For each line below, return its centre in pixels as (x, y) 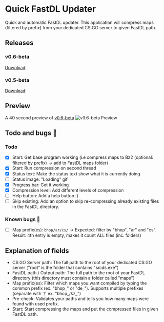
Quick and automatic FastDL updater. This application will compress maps (79, 22)
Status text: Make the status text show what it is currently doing (76, 173)
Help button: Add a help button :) (45, 195)
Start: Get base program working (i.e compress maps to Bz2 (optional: (83, 157)
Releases (19, 43)
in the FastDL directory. (36, 207)
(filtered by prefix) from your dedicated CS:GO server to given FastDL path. (81, 27)
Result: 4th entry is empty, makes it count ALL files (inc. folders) (77, 235)
